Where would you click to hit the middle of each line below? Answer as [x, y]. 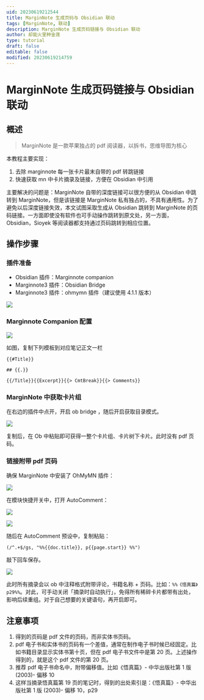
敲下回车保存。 [25, 560]
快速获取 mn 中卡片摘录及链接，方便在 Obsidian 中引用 [84, 179]
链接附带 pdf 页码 [32, 461]
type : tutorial [26, 40]
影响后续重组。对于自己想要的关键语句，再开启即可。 [73, 600]
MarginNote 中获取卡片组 [44, 397]
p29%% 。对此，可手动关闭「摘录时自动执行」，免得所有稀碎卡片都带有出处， [100, 592]
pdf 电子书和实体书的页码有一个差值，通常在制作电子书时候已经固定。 [103, 644]
